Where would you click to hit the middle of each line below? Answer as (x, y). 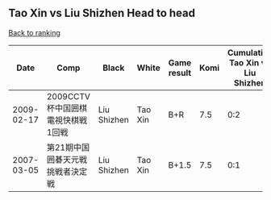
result (180, 73)
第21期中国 (68, 147)
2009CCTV (69, 96)
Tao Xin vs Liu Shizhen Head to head (102, 13)
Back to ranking (34, 32)
